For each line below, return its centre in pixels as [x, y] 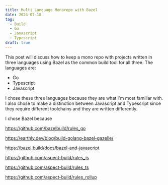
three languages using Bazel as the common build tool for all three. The [79, 62]
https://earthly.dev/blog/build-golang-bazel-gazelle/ [59, 138]
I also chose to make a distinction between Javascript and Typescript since [83, 103]
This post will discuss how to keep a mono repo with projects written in [79, 57]
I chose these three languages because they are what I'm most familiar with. [84, 98]
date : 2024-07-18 [23, 15]
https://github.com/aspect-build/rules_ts [47, 167]
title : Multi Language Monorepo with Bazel [52, 10]
